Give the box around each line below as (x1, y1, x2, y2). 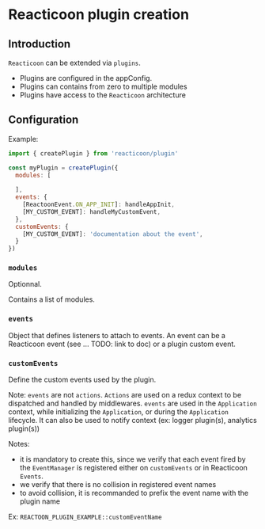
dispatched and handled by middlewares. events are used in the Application (8, 398, 257, 409)
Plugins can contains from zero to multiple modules (19, 82, 187, 91)
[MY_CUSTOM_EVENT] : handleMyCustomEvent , (22, 207, 161, 215)
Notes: (8, 440, 30, 449)
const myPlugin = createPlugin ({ (8, 164, 119, 172)
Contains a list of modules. (8, 295, 95, 304)
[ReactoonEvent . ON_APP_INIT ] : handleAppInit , (22, 200, 176, 209)
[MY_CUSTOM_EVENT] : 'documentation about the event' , (22, 230, 203, 238)
